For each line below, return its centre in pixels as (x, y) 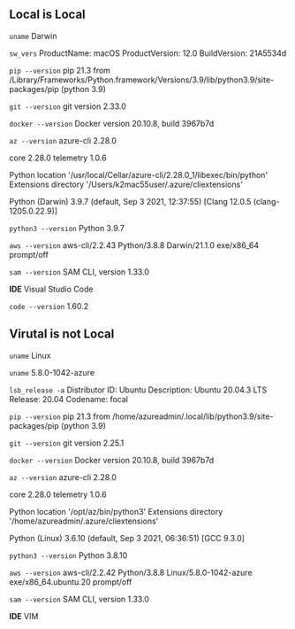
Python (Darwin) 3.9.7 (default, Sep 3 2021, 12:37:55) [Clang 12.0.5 (130, 201)
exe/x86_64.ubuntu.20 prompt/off (71, 582)
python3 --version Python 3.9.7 (67, 228)
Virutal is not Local (62, 334)
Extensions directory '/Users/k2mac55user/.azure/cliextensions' (126, 184)
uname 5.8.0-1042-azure (52, 372)
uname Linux (30, 355)
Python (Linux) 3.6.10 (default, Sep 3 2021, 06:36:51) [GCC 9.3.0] (127, 538)
